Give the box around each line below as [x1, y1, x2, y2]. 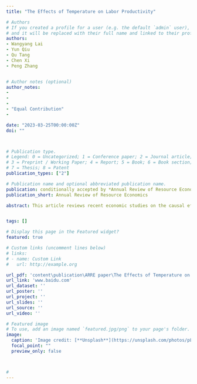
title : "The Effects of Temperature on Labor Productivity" [6, 8, 157, 15]
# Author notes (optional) [6, 79, 72, 85]
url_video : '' [6, 310, 41, 316]
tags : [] [6, 218, 28, 224]
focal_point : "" [11, 343, 51, 349]
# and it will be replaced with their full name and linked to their [6, 30, 180, 36]
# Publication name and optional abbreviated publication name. [6, 181, 167, 187]
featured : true [6, 235, 43, 241]
